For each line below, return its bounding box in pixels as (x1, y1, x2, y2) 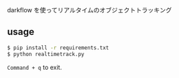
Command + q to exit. (7, 63, 62, 71)
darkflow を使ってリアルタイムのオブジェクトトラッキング (7, 6, 172, 14)
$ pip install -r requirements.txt (7, 44, 109, 51)
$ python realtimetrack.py (7, 51, 85, 57)
